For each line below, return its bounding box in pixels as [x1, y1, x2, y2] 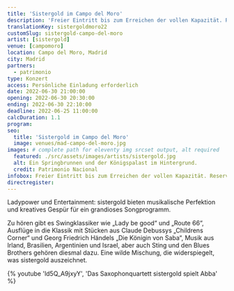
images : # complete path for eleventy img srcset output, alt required [7, 147, 219, 154]
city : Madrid [7, 56, 45, 63]
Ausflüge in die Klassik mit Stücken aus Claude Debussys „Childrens [7, 226, 203, 234]
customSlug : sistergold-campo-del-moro [7, 29, 123, 37]
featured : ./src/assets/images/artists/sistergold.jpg [13, 153, 176, 161]
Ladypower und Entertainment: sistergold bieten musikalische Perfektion [7, 198, 216, 207]
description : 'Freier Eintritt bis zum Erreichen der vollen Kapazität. [7, 17, 223, 24]
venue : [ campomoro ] [7, 43, 64, 50]
